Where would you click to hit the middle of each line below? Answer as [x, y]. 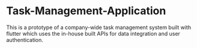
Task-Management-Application [86, 11]
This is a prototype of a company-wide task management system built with [98, 27]
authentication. [25, 40]
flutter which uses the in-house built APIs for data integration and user [93, 33]
